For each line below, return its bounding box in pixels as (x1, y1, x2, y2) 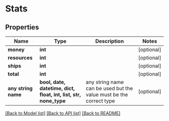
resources (8, 54, 33, 61)
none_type (39, 97, 66, 104)
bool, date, (39, 78, 65, 85)
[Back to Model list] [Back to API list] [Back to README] (5, 110, 121, 116)
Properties (5, 23, 39, 31)
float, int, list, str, (39, 91, 81, 98)
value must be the (86, 91, 128, 98)
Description (95, 38, 124, 44)
